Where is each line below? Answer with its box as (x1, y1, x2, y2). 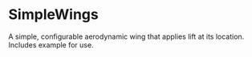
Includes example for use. (8, 40, 94, 49)
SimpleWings (8, 6, 99, 24)
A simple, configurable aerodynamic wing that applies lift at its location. (8, 32, 245, 41)
